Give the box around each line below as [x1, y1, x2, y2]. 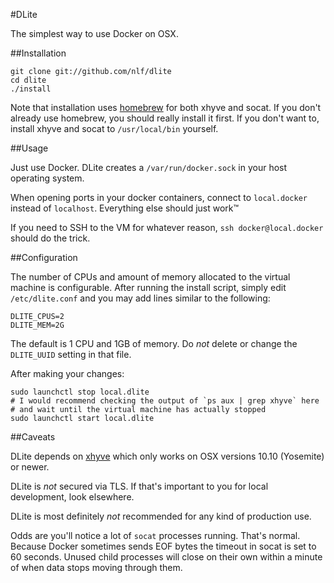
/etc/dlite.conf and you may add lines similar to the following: [10, 292, 271, 304]
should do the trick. [10, 232, 91, 244]
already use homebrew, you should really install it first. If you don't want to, [10, 112, 320, 124]
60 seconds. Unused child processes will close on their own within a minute [10, 551, 323, 563]
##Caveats [10, 431, 56, 443]
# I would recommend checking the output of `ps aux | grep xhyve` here [10, 396, 320, 406]
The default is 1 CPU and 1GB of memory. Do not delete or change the [10, 338, 298, 349]
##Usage [10, 142, 49, 154]
